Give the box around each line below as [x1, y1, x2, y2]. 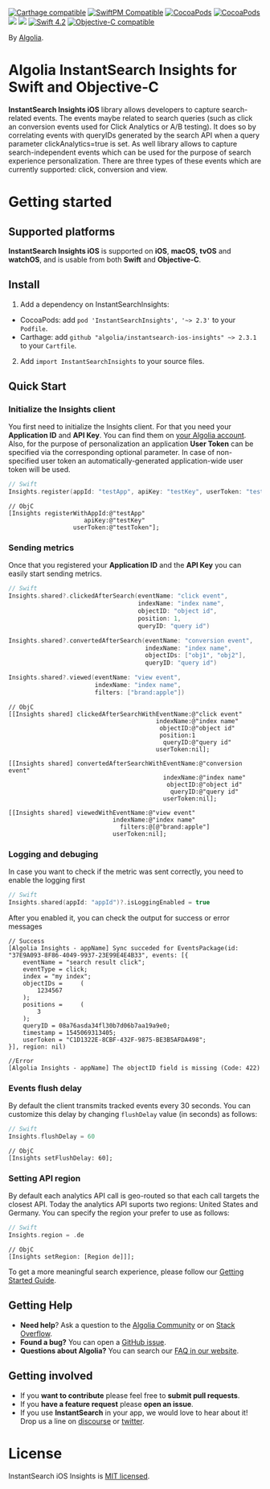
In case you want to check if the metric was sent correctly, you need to [8, 867, 243, 877]
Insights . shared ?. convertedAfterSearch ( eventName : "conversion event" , [8, 636, 253, 644]
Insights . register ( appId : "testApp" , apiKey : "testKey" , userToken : [8, 488, 243, 496]
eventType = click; [22, 965, 88, 974]
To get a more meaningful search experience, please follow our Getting [8, 1267, 244, 1276]
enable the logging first [8, 875, 86, 885]
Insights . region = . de [8, 1231, 84, 1239]
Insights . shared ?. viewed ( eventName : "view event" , [8, 673, 182, 682]
